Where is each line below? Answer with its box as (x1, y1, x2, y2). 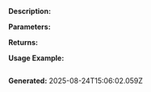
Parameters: (8, 22, 51, 31)
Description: (8, 6, 51, 16)
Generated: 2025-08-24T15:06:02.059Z (8, 76, 144, 86)
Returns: (8, 38, 39, 48)
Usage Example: (8, 53, 65, 63)
